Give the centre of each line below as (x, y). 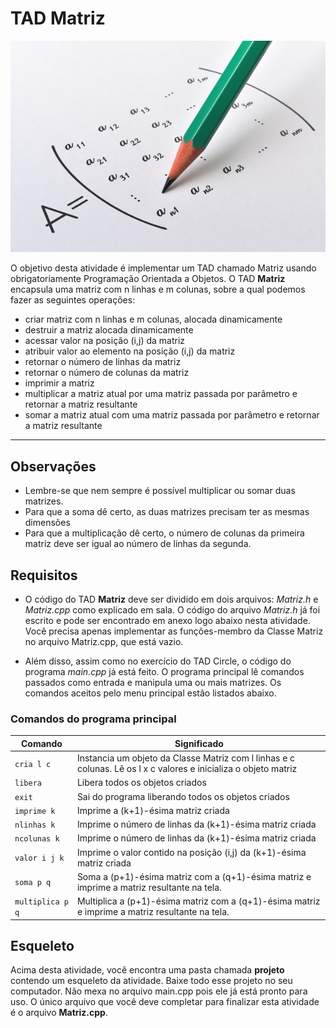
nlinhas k (35, 825)
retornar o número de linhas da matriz (103, 362)
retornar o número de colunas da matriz (107, 373)
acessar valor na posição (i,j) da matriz (105, 341)
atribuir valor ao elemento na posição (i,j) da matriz (130, 351)
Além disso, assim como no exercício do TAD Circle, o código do (158, 661)
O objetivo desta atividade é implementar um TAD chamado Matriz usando (163, 268)
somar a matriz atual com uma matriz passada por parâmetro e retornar (172, 415)
